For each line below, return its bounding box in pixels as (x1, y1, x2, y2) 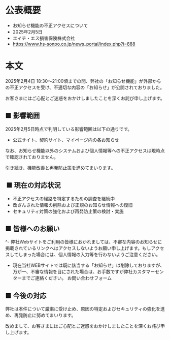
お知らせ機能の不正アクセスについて (12, 22, 88, 28)
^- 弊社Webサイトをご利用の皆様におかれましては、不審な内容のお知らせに (5, 239, 162, 245)
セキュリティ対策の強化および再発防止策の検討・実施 (12, 208, 124, 214)
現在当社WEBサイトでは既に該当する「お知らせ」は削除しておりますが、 (12, 262, 165, 268)
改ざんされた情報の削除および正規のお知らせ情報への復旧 (12, 202, 133, 208)
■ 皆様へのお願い (5, 224, 60, 233)
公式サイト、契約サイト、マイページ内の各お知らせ (12, 137, 119, 143)
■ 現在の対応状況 (6, 181, 61, 190)
